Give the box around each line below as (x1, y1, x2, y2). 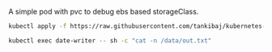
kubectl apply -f (8, 22, 67, 30)
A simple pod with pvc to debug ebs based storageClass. (8, 7, 199, 16)
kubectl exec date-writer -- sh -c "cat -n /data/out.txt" (8, 36, 212, 45)
